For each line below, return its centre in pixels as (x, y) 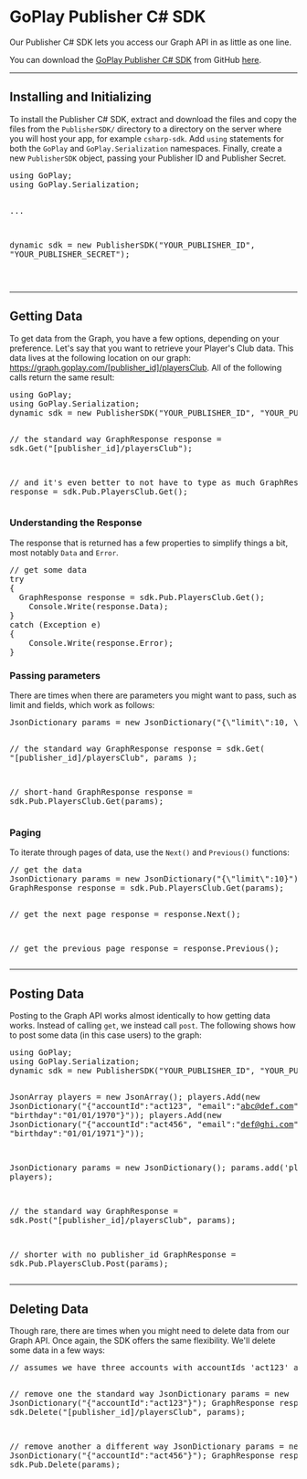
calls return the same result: (62, 377)
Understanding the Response (76, 523)
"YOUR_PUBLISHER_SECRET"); (70, 254)
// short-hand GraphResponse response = (101, 792)
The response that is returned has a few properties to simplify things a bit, (149, 543)
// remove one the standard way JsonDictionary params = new (149, 1394)
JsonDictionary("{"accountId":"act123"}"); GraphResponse (142, 1403)
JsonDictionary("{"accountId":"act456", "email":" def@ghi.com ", (157, 1125)
